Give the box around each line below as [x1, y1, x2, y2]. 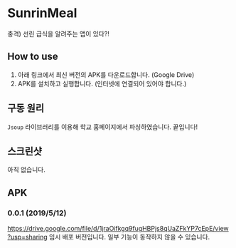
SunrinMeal [7, 5, 77, 21]
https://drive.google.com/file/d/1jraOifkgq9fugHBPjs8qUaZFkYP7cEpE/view [7, 224, 229, 233]
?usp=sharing [7, 233, 48, 242]
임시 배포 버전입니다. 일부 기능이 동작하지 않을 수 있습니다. [48, 233, 210, 242]
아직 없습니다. [7, 165, 46, 174]
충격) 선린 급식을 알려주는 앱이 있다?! [7, 29, 110, 38]
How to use [7, 51, 58, 63]
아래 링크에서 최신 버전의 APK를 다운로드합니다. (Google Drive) [17, 70, 195, 79]
